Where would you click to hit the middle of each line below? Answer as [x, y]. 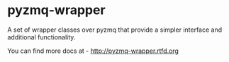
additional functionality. [41, 37]
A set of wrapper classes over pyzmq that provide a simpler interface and [115, 30]
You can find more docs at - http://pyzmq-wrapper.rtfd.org [93, 51]
